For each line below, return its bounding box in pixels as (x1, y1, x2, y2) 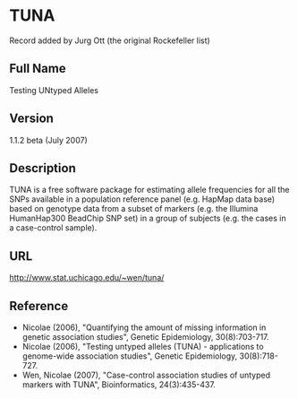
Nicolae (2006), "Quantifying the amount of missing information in (21, 322, 267, 333)
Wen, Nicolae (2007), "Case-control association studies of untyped (21, 369, 271, 380)
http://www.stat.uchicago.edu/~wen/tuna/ (9, 273, 165, 283)
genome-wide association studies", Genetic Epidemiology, (21, 351, 238, 361)
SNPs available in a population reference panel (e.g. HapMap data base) (9, 194, 276, 204)
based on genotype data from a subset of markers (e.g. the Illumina (9, 204, 259, 214)
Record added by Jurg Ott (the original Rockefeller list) (9, 35, 210, 46)
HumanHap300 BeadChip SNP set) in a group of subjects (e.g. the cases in (9, 213, 286, 224)
